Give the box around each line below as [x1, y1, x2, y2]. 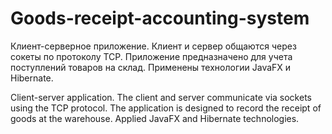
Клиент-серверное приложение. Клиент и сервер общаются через [10, 40, 297, 52]
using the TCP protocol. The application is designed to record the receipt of [10, 102, 322, 114]
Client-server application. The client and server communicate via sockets [10, 91, 312, 103]
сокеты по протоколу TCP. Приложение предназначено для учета [10, 50, 293, 62]
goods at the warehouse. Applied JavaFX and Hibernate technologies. [10, 112, 300, 124]
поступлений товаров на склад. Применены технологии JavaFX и [10, 61, 292, 73]
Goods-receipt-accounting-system [10, 7, 310, 30]
